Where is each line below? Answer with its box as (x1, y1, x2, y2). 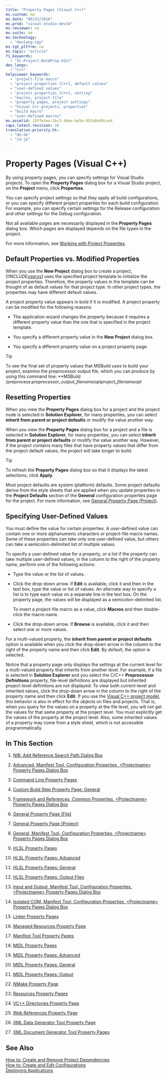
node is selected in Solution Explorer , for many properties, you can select (5, 411, 158, 418)
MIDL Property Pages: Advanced (12, 952, 81, 958)
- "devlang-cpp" (10, 40, 44, 45)
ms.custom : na (5, 12, 35, 17)
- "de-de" (10, 132, 30, 137)
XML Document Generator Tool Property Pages (12, 1029, 110, 1035)
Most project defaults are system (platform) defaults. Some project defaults (5, 482, 161, 488)
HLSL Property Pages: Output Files (12, 874, 84, 880)
